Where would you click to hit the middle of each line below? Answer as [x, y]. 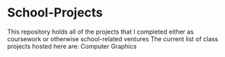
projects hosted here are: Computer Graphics [72, 46]
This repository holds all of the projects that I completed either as [101, 32]
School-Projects [55, 13]
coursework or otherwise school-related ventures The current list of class [113, 38]
